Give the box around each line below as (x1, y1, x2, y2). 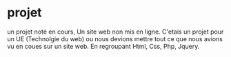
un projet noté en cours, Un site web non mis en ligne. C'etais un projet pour (7, 27, 224, 36)
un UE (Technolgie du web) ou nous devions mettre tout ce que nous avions (7, 34, 223, 43)
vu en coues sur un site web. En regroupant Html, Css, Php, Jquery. (7, 42, 200, 50)
